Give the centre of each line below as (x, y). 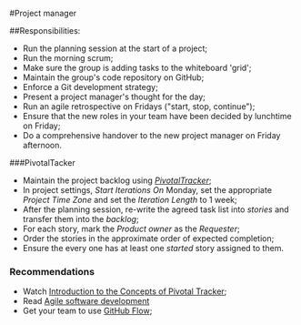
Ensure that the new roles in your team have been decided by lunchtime (157, 116)
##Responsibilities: (45, 30)
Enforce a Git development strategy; (90, 87)
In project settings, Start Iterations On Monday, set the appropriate (147, 190)
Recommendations (52, 271)
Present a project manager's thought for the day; (114, 96)
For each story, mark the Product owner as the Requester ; (131, 229)
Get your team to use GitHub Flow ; (87, 311)
